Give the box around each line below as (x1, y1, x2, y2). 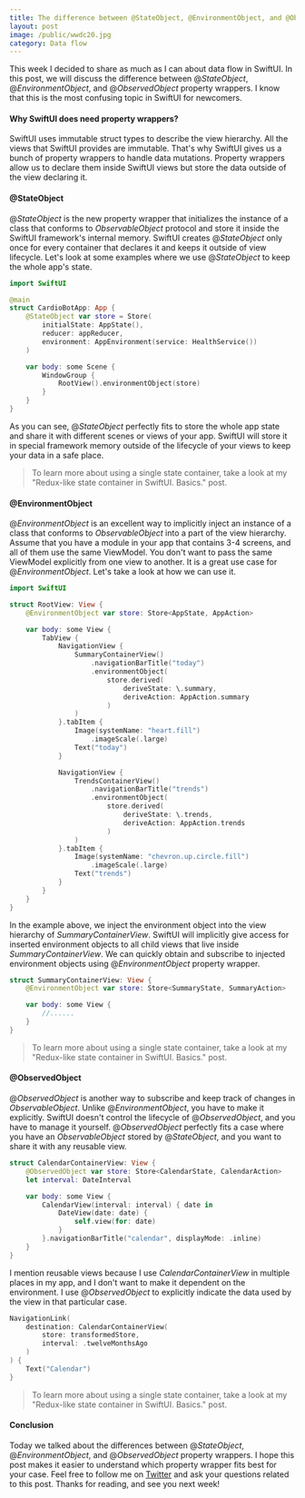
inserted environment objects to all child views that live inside (9, 939, 240, 950)
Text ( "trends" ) (74, 869, 132, 879)
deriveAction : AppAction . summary (123, 692, 250, 702)
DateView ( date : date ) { (57, 1208, 148, 1217)
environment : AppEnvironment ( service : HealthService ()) (42, 337, 258, 346)
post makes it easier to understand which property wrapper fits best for (9, 1459, 277, 1470)
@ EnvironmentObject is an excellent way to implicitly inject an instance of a (9, 518, 292, 529)
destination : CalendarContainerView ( (25, 1322, 169, 1331)
